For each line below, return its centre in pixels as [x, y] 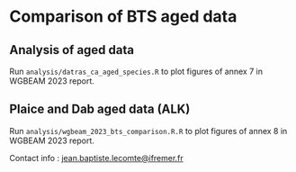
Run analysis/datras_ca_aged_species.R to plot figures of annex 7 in [136, 71]
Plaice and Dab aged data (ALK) [100, 109]
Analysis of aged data [72, 50]
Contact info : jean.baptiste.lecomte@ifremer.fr [97, 158]
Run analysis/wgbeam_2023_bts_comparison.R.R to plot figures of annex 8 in [148, 131]
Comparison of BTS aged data [123, 17]
